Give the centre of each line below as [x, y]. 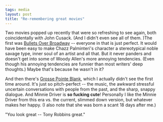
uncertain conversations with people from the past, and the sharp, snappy [80, 90]
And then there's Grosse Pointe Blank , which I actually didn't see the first [79, 79]
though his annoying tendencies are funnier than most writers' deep [74, 64]
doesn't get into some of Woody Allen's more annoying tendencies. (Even [80, 59]
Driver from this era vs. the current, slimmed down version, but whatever [79, 100]
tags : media [17, 10]
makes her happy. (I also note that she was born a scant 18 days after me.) [81, 105]
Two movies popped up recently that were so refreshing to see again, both [81, 33]
